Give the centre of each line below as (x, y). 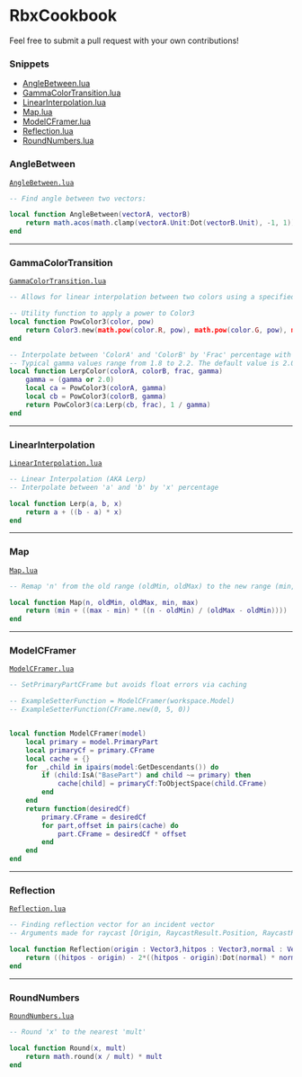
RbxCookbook (63, 16)
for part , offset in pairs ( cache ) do (110, 825)
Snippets (29, 64)
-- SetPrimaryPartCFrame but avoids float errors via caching (128, 685)
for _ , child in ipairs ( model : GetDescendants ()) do (122, 767)
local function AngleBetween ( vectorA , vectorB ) (100, 215)
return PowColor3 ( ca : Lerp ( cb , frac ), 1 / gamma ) (118, 405)
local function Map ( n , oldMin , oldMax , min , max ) (104, 602)
